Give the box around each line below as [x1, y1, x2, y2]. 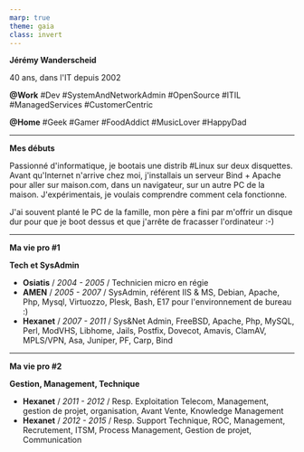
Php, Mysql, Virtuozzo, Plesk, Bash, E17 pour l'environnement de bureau [22, 297, 292, 307]
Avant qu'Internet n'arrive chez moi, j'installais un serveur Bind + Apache [9, 170, 281, 181]
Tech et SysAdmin [9, 259, 80, 271]
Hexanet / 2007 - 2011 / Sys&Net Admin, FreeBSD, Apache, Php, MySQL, [22, 315, 295, 326]
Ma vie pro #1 [9, 242, 61, 253]
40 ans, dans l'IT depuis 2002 [9, 72, 121, 83]
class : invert [9, 30, 63, 39]
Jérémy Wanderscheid [9, 55, 97, 66]
